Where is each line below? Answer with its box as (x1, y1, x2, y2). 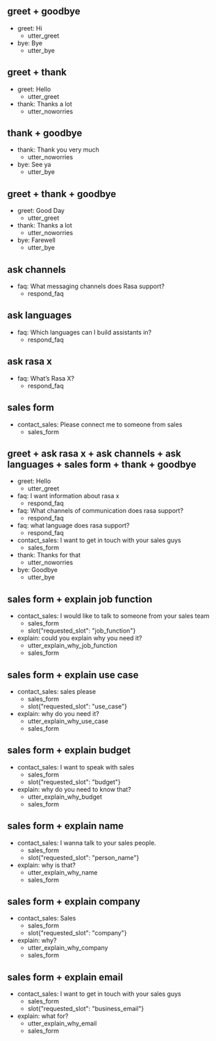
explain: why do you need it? (17, 709, 99, 717)
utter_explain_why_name (27, 868, 98, 876)
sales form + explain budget (7, 745, 131, 756)
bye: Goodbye (17, 566, 58, 574)
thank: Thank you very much (17, 145, 99, 154)
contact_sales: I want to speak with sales (17, 763, 135, 771)
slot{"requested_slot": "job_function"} (27, 626, 136, 635)
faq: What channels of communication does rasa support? (17, 507, 184, 515)
